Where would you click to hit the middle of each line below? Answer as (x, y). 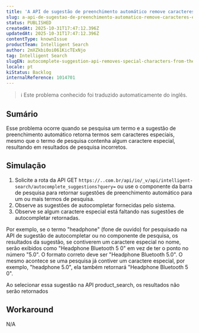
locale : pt (20, 67)
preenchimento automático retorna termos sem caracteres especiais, (90, 135)
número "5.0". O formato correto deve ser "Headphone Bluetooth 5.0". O (94, 254)
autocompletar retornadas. (47, 217)
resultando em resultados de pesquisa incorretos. (67, 147)
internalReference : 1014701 (41, 78)
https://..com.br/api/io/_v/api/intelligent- (136, 180)
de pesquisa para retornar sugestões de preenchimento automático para (103, 193)
